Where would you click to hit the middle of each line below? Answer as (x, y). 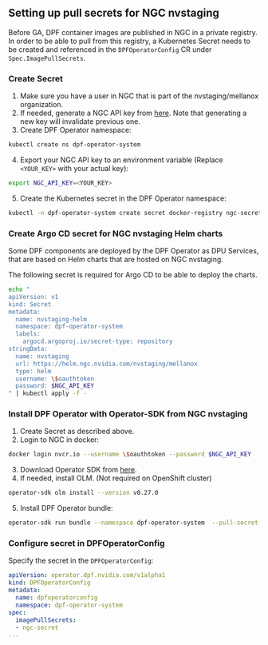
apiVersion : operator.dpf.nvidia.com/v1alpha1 (87, 575)
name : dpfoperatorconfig (57, 598)
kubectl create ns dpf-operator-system (75, 145)
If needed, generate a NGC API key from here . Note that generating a (133, 113)
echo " (19, 290)
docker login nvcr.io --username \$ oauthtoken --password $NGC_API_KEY (130, 455)
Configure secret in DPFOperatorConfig (87, 543)
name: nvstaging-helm (51, 319)
